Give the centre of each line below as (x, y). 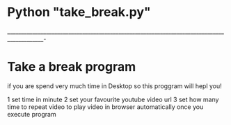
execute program (32, 114)
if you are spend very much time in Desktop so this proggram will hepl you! (115, 86)
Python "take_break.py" (79, 12)
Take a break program (72, 67)
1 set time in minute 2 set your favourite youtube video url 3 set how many (113, 99)
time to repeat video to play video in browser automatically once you (105, 107)
